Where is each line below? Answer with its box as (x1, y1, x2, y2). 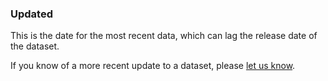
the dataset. (10, 40, 60, 52)
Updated (10, 7, 53, 21)
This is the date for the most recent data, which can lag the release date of (10, 30, 318, 42)
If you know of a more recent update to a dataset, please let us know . (10, 60, 296, 72)
